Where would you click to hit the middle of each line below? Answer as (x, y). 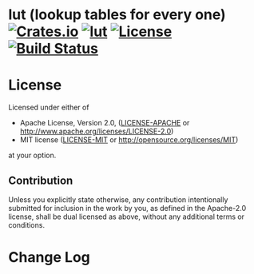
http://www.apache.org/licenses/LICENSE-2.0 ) (97, 131)
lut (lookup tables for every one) (117, 15)
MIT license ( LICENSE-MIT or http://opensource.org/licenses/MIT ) (129, 140)
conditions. (27, 224)
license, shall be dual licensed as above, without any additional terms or (127, 216)
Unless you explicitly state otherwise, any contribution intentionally (118, 199)
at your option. (32, 155)
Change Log (49, 258)
